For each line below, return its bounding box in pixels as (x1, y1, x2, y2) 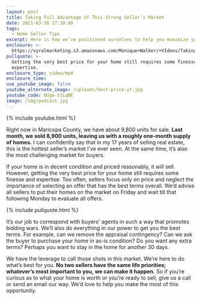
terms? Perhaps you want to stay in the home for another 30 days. (6, 243, 169, 250)
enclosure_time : (6, 75, 47, 81)
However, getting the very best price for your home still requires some (6, 169, 179, 177)
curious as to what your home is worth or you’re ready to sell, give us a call (6, 274, 191, 281)
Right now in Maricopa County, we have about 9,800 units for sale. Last (6, 126, 183, 133)
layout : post (6, 8, 39, 15)
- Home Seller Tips (11, 31, 60, 37)
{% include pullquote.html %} (6, 206, 79, 213)
